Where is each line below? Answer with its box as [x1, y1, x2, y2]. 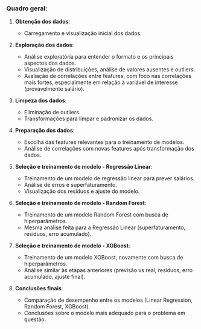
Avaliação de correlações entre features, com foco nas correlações [24, 73, 192, 80]
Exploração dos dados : [14, 41, 74, 49]
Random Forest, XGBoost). [24, 303, 91, 310]
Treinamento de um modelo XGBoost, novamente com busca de [24, 254, 183, 261]
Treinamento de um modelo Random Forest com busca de [24, 211, 169, 218]
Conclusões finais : [14, 285, 63, 292]
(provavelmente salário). [24, 85, 85, 93]
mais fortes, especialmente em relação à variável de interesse [24, 79, 178, 86]
